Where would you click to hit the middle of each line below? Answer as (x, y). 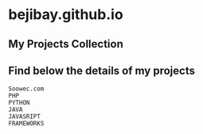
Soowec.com (26, 89)
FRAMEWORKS (26, 124)
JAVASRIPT (25, 117)
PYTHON (19, 103)
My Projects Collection (66, 44)
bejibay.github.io (66, 15)
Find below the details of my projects (101, 70)
